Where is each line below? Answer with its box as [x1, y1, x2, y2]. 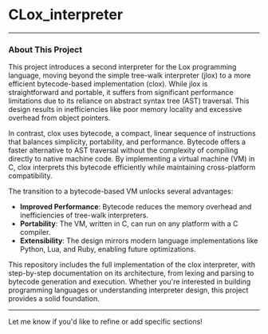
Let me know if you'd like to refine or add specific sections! [8, 317, 203, 327]
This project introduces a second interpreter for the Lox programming [8, 62, 237, 72]
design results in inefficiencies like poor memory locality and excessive [8, 105, 242, 114]
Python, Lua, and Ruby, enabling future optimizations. [19, 245, 196, 254]
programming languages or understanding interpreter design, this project [8, 285, 249, 295]
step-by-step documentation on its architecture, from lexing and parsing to [8, 268, 254, 278]
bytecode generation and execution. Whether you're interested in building [8, 277, 251, 287]
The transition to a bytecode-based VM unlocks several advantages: [8, 186, 234, 197]
